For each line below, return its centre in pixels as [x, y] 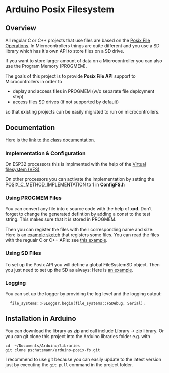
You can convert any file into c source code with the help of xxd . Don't [79, 209]
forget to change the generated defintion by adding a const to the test [78, 214]
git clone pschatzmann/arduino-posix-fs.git [53, 350]
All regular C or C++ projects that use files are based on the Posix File [78, 40]
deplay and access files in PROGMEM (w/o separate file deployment [83, 91]
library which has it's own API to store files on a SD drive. [65, 51]
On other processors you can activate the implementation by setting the [80, 179]
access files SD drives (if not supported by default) [66, 102]
